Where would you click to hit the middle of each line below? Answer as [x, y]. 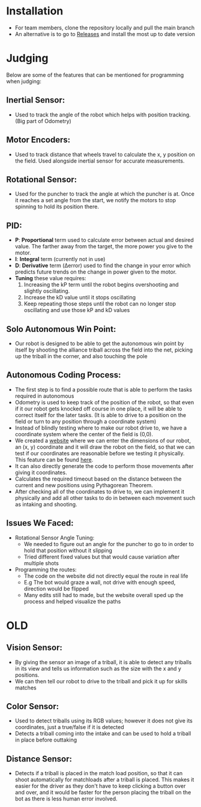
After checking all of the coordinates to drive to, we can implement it [100, 491]
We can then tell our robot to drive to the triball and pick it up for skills [101, 681]
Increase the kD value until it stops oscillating [80, 298]
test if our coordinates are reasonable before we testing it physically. [100, 453]
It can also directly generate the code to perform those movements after [104, 466]
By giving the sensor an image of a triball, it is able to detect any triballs [103, 662]
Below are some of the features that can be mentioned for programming [95, 75]
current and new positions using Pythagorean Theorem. [84, 485]
